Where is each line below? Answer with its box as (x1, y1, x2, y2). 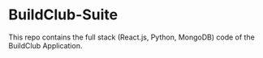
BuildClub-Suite (8, 6, 119, 24)
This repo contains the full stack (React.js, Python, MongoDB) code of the (8, 32, 256, 42)
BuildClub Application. (8, 40, 83, 50)
